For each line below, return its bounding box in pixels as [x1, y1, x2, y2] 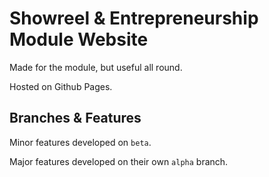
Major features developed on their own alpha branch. [9, 155, 229, 167]
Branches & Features [9, 110, 142, 127]
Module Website [9, 28, 149, 51]
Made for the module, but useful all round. [9, 61, 183, 73]
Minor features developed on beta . [9, 136, 152, 148]
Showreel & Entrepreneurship [9, 7, 259, 30]
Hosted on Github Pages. [9, 80, 113, 92]
